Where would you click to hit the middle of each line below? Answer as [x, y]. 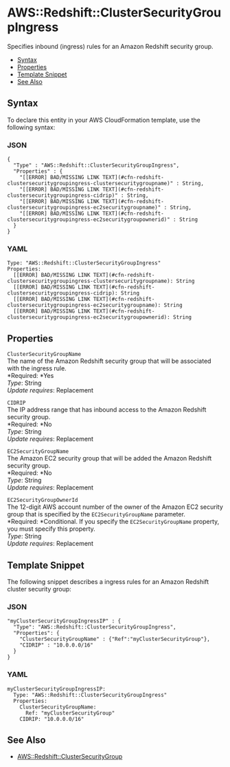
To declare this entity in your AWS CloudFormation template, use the [104, 120]
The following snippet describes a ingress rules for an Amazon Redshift [108, 581]
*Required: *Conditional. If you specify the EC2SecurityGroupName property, [113, 522]
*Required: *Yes [31, 376]
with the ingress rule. [37, 368]
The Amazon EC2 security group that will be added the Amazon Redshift [110, 459]
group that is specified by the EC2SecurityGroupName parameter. [96, 514]
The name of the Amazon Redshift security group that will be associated [109, 361]
